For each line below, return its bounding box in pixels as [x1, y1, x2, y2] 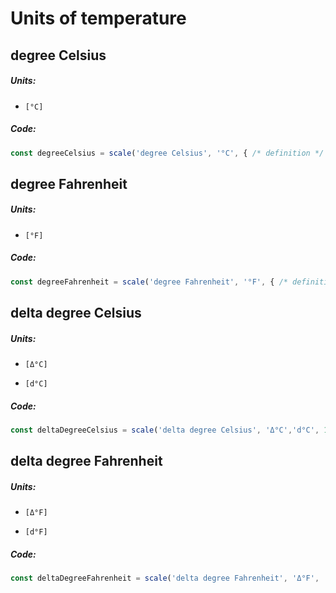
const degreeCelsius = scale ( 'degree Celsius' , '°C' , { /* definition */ [10, 148, 325, 158]
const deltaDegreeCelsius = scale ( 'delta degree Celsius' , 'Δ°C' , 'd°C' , [10, 425, 320, 435]
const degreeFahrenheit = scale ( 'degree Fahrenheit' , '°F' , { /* [10, 277, 288, 287]
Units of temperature [10, 7, 187, 30]
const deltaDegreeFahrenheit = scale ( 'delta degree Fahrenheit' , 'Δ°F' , [10, 573, 320, 584]
